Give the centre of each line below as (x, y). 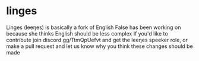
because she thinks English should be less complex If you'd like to (87, 33)
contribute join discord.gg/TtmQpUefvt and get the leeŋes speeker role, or (97, 40)
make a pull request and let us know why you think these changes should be (99, 46)
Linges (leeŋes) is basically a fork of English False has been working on (94, 27)
